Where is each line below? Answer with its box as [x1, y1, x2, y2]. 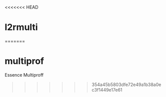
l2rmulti [4, 22, 38, 33]
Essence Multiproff [4, 72, 44, 78]
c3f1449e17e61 [91, 87, 123, 93]
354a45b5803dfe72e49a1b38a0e [91, 82, 161, 88]
